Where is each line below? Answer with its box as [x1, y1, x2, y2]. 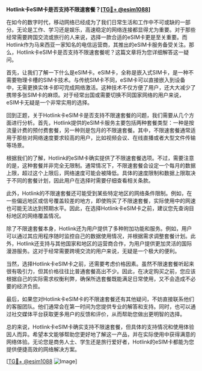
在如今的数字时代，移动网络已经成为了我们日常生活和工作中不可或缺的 [6, 19, 180, 26]
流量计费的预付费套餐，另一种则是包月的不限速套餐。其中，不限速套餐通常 [6, 127, 191, 134]
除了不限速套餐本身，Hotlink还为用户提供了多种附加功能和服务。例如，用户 [6, 225, 192, 232]
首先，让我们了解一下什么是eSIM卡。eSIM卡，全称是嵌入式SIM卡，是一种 [6, 69, 189, 76]
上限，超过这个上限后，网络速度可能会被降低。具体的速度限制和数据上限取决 [6, 169, 196, 176]
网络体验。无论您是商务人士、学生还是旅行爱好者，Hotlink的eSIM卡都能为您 [6, 339, 194, 345]
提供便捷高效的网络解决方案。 [6, 346, 80, 353]
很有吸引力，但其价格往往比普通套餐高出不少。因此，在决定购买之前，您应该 [6, 268, 196, 275]
